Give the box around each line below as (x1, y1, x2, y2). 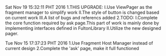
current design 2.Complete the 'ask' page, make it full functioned (5, 46, 139, 51)
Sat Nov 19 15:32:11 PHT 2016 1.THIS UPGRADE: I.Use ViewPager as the (5, 4, 152, 10)
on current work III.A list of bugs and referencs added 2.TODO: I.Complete (5, 15, 158, 20)
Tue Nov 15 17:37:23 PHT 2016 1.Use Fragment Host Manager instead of (5, 40, 153, 46)
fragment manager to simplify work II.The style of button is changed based (5, 9, 159, 15)
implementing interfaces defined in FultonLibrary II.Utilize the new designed (5, 25, 161, 31)
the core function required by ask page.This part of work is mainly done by (5, 20, 159, 26)
